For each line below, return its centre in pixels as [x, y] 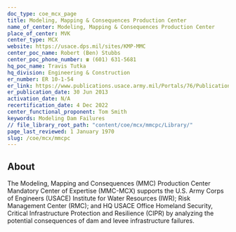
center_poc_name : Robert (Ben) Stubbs [64, 53]
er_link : [20, 86]
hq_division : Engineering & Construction [69, 72]
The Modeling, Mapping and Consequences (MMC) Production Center [109, 183]
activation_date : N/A [39, 99]
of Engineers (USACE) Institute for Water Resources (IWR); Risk [99, 198]
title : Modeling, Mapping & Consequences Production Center [97, 20]
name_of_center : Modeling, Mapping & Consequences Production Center [111, 27]
